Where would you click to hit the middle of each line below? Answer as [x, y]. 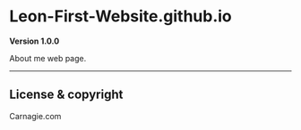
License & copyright [66, 95]
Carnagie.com [35, 116]
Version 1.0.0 [34, 41]
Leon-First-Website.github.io [121, 16]
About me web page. [48, 58]
